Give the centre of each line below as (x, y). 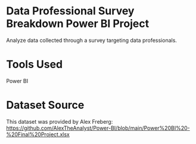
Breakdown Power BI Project (78, 24)
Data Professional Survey (70, 11)
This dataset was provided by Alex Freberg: (60, 121)
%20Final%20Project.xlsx (38, 134)
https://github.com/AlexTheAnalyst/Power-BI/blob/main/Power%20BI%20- (98, 128)
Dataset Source (45, 105)
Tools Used (35, 65)
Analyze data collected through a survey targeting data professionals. (92, 40)
